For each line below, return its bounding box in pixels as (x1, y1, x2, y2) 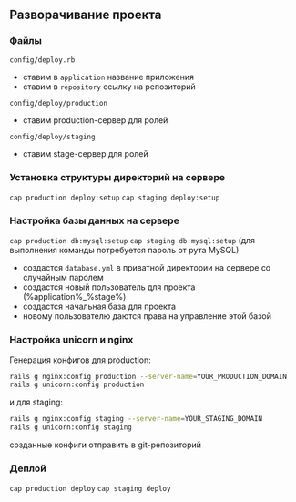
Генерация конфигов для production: (9, 354, 152, 365)
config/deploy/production (9, 98, 107, 108)
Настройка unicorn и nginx (9, 333, 134, 346)
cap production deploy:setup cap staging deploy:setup (9, 193, 220, 202)
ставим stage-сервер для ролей (22, 148, 148, 159)
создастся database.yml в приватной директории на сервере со (22, 262, 271, 273)
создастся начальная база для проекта (22, 301, 176, 312)
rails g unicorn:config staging (9, 423, 132, 432)
